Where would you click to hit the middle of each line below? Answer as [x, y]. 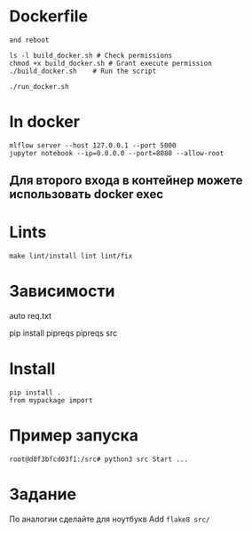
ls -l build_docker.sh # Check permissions [91, 55]
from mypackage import [51, 401]
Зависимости [62, 291]
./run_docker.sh [39, 86]
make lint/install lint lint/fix [71, 256]
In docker [44, 122]
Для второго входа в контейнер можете [126, 181]
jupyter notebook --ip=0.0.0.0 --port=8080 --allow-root [117, 153]
